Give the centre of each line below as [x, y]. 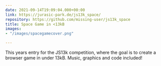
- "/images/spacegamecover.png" [39, 34]
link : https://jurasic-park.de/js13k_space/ [53, 15]
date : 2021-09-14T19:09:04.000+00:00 [45, 10]
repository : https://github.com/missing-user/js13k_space [68, 19]
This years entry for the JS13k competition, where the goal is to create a [81, 52]
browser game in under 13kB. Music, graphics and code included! [74, 58]
